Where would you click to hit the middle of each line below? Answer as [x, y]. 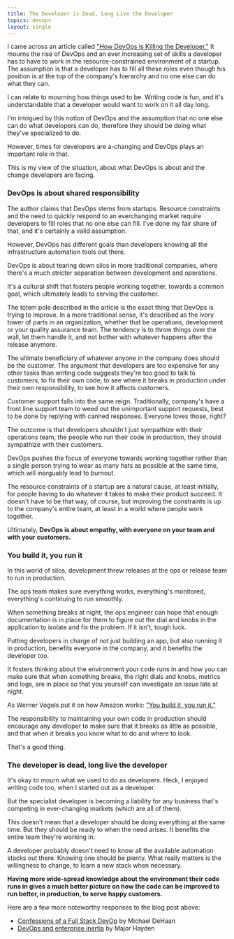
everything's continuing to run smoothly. [65, 598]
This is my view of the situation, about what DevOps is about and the [106, 168]
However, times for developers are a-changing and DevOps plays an [105, 147]
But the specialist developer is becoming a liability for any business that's [113, 801]
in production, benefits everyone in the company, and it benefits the [105, 648]
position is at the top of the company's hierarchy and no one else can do [111, 76]
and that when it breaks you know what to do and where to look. [100, 733]
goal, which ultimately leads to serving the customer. [83, 294]
